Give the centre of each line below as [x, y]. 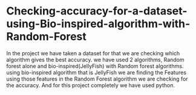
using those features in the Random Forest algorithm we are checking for [97, 79]
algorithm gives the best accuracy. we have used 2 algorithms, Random [95, 60]
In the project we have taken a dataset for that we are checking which [93, 53]
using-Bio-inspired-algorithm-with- [98, 24]
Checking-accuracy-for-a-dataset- [97, 11]
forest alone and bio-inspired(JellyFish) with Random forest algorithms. [95, 66]
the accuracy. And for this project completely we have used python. [91, 85]
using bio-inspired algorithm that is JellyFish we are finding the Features [96, 72]
